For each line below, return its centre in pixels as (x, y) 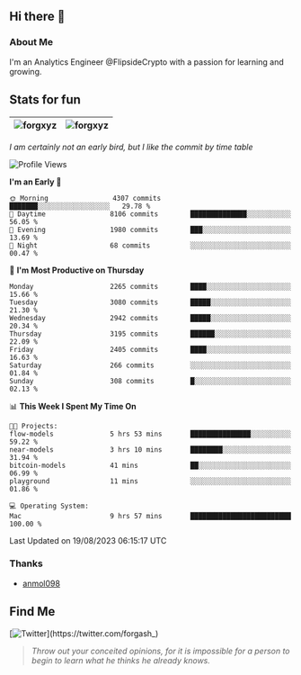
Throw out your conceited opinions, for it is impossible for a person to (160, 651)
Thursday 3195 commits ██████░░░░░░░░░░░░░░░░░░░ (150, 334)
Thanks (26, 563)
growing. (26, 71)
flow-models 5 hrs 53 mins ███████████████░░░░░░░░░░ (150, 434)
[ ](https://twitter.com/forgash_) (84, 633)
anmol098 (41, 583)
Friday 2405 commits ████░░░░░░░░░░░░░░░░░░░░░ (150, 349)
